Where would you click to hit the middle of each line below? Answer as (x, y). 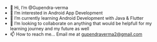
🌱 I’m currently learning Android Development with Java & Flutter (77, 18)
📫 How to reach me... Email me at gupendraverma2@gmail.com (76, 34)
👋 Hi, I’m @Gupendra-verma (39, 8)
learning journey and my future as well (49, 29)
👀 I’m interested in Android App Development (56, 13)
